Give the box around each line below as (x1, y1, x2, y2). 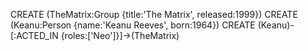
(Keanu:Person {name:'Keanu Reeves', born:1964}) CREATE (10, 19, 256, 31)
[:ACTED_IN (10, 30, 59, 41)
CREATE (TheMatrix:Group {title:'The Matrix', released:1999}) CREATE (10, 9, 298, 20)
